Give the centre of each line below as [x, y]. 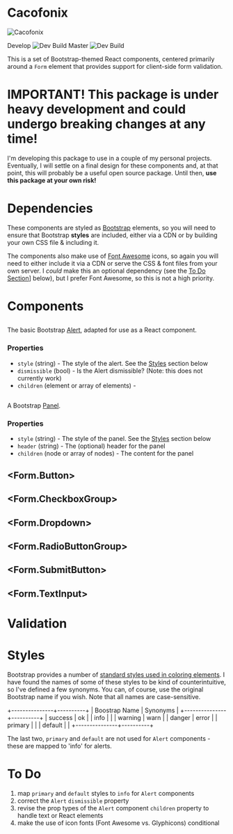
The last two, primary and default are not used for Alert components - [109, 738]
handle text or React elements [60, 815]
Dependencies [50, 208]
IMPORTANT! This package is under [113, 95]
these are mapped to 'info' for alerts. [60, 746]
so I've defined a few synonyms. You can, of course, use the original [105, 689]
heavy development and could [97, 110]
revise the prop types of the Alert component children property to [113, 808]
